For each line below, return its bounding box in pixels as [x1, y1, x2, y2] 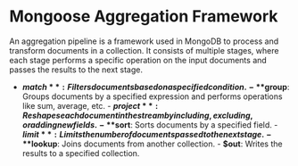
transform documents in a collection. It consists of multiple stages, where [9, 45, 279, 55]
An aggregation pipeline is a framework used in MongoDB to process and [9, 36, 279, 46]
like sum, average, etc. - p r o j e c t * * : [21, 100, 159, 111]
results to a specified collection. [21, 147, 140, 158]
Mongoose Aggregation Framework [9, 6, 278, 27]
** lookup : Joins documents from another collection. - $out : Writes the [21, 138, 283, 149]
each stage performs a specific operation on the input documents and [9, 54, 268, 65]
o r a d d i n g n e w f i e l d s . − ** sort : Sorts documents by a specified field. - [21, 119, 278, 130]
